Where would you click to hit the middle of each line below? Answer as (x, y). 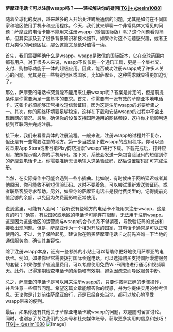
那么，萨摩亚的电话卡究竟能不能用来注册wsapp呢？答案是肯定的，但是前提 (84, 92)
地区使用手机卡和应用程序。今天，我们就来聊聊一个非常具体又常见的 (86, 25)
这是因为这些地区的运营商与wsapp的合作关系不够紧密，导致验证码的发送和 (84, 221)
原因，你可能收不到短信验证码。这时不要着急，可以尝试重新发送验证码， (86, 185)
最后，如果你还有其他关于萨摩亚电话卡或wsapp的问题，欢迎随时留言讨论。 (84, 312)
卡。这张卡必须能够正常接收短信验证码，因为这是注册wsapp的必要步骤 (80, 105)
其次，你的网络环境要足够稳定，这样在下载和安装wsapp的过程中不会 (87, 112)
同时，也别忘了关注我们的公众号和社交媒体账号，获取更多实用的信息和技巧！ (86, 318)
